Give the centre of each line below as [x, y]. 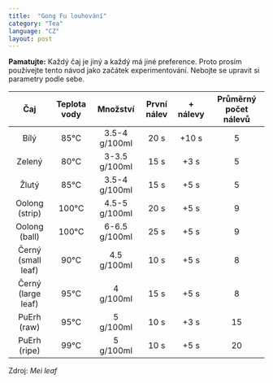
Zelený [30, 162]
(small [30, 260]
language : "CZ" [34, 31]
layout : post [30, 39]
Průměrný [236, 99]
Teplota [71, 104]
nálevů [236, 120]
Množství [116, 109]
